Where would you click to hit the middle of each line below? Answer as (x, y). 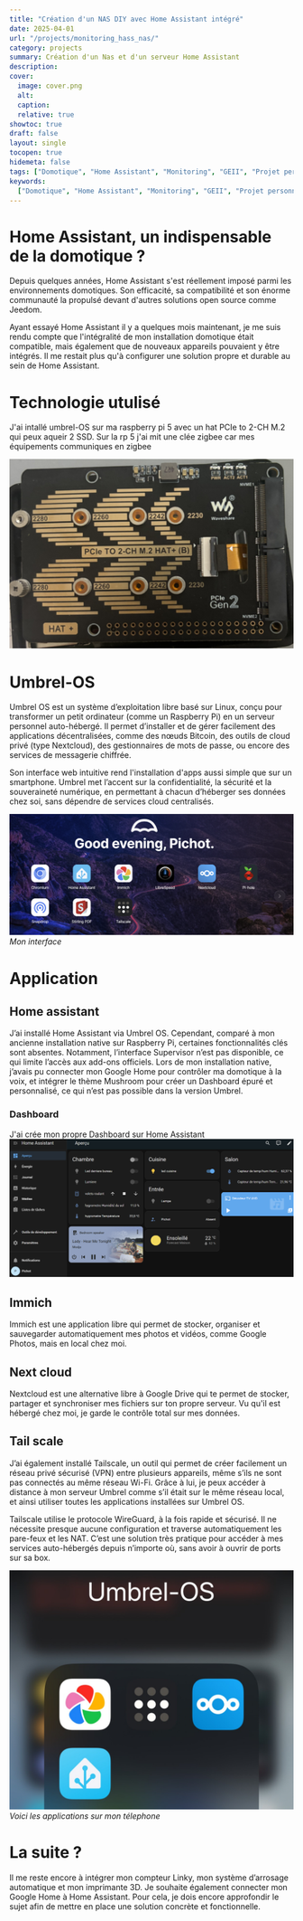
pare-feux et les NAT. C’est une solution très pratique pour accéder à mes (147, 1538)
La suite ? (46, 1853)
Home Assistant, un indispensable (141, 237)
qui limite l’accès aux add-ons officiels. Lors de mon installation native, (141, 1062)
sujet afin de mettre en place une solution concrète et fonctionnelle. (135, 1907)
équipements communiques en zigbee (80, 447)
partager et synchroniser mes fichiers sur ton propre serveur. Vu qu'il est (145, 1403)
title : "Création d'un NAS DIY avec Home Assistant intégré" (127, 19)
